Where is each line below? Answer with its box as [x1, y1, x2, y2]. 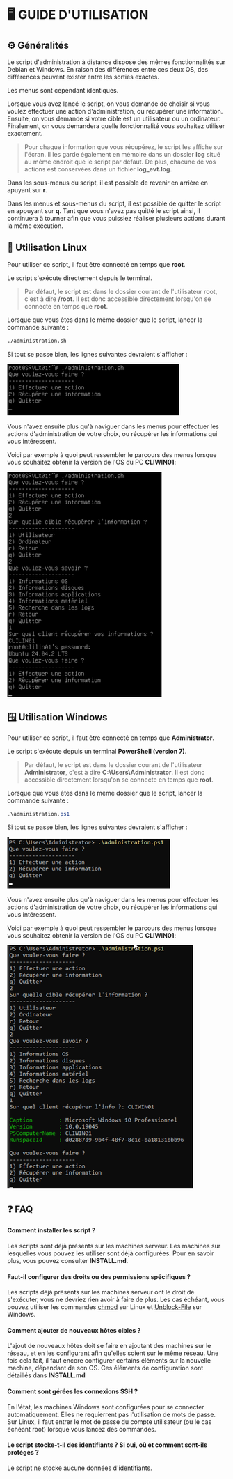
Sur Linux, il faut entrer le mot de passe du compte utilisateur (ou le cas [7, 1417, 212, 1426]
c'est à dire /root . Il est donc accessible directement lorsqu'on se [24, 295, 211, 303]
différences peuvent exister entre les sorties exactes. [7, 72, 160, 81]
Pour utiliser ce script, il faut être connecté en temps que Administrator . [7, 734, 214, 742]
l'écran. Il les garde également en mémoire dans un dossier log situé [24, 150, 221, 158]
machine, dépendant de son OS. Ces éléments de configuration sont [7, 1364, 204, 1372]
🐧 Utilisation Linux [7, 242, 88, 254]
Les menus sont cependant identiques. [7, 86, 119, 94]
